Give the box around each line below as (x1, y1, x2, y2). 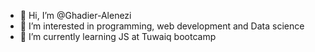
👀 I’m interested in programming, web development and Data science (19, 20, 305, 32)
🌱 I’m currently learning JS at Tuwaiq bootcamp (19, 31, 217, 42)
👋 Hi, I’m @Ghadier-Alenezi (19, 10, 132, 21)
